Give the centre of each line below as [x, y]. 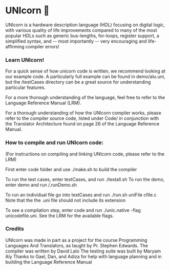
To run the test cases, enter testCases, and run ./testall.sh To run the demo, [85, 179]
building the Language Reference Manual [49, 262]
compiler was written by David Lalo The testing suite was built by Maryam [83, 251]
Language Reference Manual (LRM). [43, 103]
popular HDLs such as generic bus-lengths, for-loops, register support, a [82, 35]
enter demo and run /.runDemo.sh [41, 185]
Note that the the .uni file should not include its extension [66, 200]
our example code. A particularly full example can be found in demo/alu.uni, [85, 77]
